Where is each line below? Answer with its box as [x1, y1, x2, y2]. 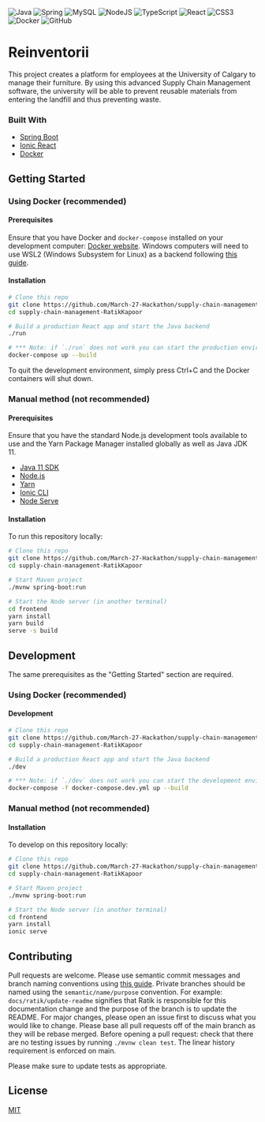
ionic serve [8, 928, 47, 936]
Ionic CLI [19, 488, 49, 497]
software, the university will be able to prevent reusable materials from [8, 86, 237, 95]
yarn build [8, 619, 44, 627]
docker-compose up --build [8, 351, 97, 359]
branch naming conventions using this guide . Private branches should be [8, 979, 246, 989]
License [8, 1084, 48, 1098]
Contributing [8, 949, 73, 963]
